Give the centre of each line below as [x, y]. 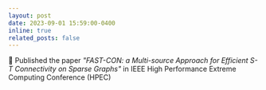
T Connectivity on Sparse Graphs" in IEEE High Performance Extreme [122, 69]
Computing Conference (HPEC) [60, 77]
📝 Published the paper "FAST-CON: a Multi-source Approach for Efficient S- [133, 61]
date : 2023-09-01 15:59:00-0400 [62, 23]
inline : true [30, 30]
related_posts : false [44, 38]
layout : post [30, 16]
